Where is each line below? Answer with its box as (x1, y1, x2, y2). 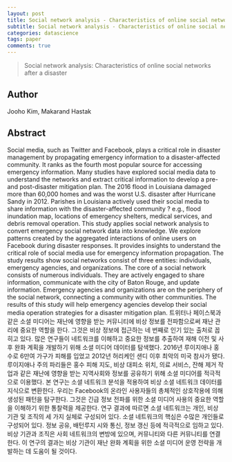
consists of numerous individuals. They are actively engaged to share (7, 271, 205, 279)
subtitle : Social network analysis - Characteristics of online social (7, 23, 217, 30)
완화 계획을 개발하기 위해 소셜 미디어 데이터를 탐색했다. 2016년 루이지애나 (14, 343, 213, 351)
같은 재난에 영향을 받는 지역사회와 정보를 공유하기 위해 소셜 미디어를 (19, 368, 202, 377)
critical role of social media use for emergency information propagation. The (7, 249, 224, 257)
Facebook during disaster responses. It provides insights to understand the (7, 241, 221, 249)
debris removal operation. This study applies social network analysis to (7, 219, 209, 227)
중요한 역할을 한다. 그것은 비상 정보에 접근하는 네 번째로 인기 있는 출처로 (19, 326, 213, 334)
